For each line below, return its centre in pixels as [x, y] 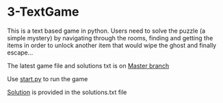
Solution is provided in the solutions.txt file [67, 92]
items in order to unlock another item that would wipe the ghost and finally [112, 45]
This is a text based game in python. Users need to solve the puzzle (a [106, 31]
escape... [20, 53]
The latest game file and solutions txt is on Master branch [88, 65]
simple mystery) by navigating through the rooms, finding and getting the [110, 38]
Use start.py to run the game [48, 78]
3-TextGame [43, 12]
